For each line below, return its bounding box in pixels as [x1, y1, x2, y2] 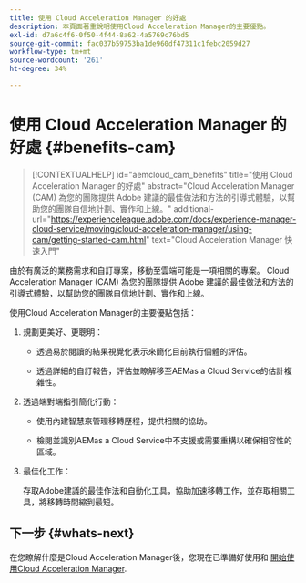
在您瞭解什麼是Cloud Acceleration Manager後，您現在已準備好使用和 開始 [9, 551, 287, 562]
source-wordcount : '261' [9, 56, 104, 65]
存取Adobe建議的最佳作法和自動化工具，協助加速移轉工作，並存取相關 [22, 484, 288, 495]
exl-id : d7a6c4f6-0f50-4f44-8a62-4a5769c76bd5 [9, 30, 189, 39]
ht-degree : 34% [9, 65, 67, 74]
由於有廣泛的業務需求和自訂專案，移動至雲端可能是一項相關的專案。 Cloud [9, 265, 290, 276]
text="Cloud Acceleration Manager [151, 234, 283, 245]
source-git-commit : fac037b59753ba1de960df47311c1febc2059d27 [9, 38, 250, 48]
